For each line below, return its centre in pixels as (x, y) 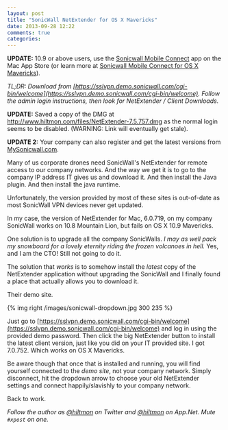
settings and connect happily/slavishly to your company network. (99, 385)
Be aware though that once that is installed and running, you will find (104, 363)
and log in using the (189, 329)
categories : (24, 39)
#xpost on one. (28, 420)
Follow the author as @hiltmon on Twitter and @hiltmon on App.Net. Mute (111, 412)
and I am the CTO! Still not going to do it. (64, 254)
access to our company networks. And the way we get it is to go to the (107, 170)
